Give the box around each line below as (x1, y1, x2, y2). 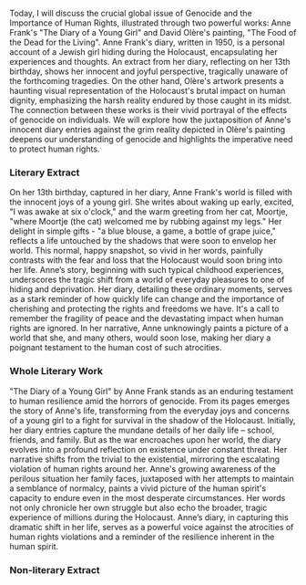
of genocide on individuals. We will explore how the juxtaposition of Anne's (9, 114, 291, 125)
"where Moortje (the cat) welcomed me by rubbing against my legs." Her (9, 216, 282, 227)
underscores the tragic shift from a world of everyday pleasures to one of (9, 274, 285, 286)
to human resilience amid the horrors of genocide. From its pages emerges (9, 395, 291, 406)
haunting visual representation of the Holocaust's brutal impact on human (9, 86, 286, 96)
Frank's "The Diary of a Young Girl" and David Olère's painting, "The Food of (9, 27, 297, 37)
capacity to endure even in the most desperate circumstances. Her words (9, 492, 286, 503)
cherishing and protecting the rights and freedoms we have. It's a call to (9, 303, 280, 314)
